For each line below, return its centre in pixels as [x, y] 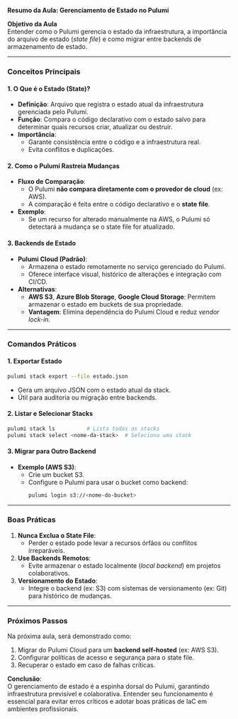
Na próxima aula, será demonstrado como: [69, 636]
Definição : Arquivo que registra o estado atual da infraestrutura [110, 104]
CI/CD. [38, 281]
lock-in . [39, 319]
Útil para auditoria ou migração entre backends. [87, 397]
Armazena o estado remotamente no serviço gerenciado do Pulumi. [127, 266]
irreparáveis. [46, 550]
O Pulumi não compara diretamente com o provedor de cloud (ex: [125, 189]
